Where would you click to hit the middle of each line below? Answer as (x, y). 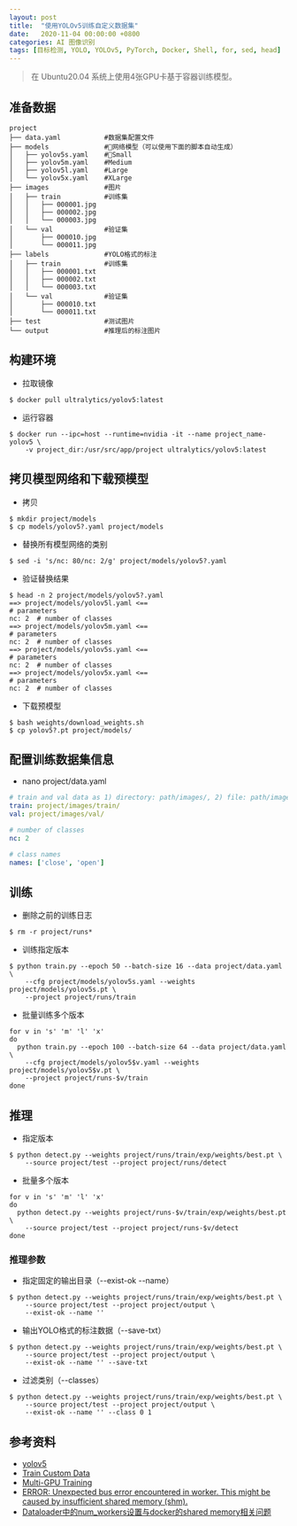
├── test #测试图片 (72, 321)
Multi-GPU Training (57, 1483)
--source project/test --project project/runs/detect (126, 1163)
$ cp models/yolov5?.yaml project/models (87, 527)
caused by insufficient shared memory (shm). (105, 1501)
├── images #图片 (65, 187)
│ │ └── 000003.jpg (53, 220)
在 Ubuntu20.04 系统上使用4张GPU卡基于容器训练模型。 (133, 77)
